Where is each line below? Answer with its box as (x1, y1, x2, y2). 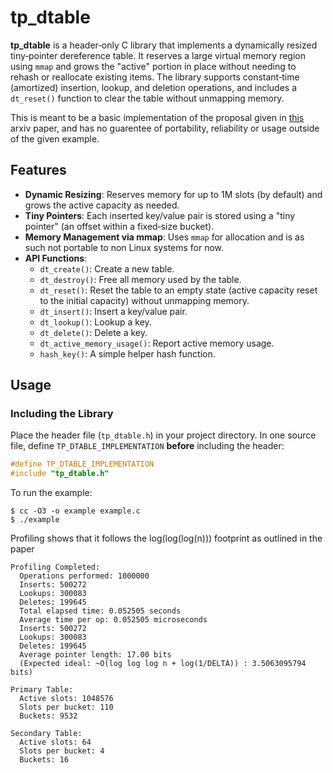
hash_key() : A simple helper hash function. (39, 347, 216, 360)
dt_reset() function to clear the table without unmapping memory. (10, 92, 285, 104)
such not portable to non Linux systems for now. (24, 241, 225, 253)
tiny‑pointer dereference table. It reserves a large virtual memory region (10, 49, 307, 61)
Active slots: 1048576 (19, 694, 114, 704)
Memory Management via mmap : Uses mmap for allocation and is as (24, 231, 305, 243)
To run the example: (10, 487, 93, 499)
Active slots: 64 (19, 737, 92, 748)
